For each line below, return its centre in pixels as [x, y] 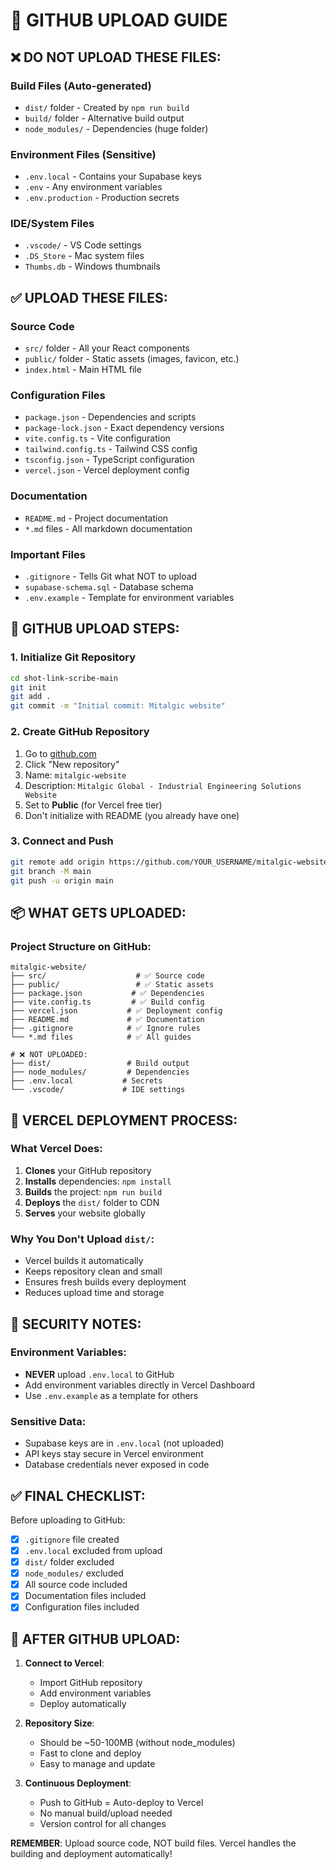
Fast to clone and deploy [90, 1753]
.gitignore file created [72, 1539]
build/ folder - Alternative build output [104, 118]
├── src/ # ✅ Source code [107, 976]
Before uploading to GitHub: [68, 1520]
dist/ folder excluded [69, 1562]
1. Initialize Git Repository [73, 657]
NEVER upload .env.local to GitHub [99, 1374]
